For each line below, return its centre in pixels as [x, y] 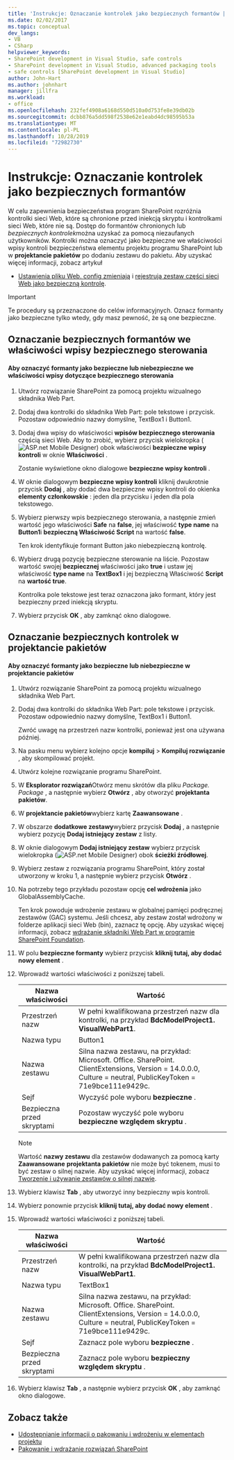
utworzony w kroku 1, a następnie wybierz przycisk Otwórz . [105, 876]
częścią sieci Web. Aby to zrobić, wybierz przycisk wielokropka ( [111, 440]
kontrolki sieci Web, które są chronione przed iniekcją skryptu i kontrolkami [115, 219]
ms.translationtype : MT [42, 123]
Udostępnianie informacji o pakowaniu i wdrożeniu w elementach [111, 1434]
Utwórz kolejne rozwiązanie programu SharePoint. [90, 772]
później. [29, 737]
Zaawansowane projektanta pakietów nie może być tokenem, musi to [119, 1164]
